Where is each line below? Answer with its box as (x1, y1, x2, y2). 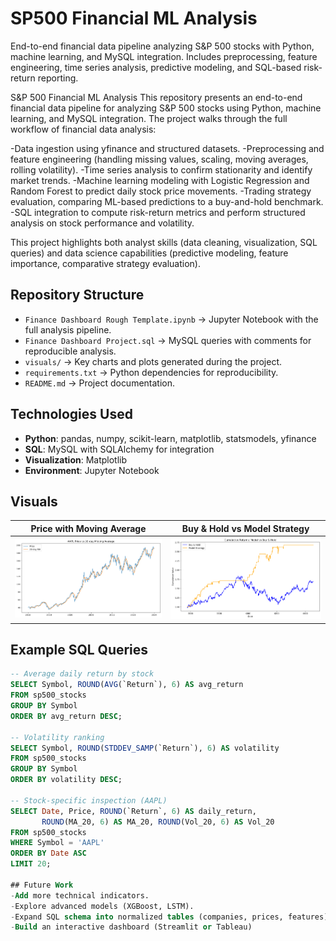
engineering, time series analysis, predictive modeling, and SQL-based (10, 61, 302, 73)
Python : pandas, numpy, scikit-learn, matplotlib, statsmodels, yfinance (24, 432, 317, 444)
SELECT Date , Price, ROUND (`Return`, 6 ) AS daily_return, (10, 806, 257, 816)
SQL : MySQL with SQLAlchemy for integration (24, 443, 215, 455)
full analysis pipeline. (24, 323, 112, 336)
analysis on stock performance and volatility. (10, 217, 195, 229)
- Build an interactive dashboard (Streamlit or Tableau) (10, 922, 253, 932)
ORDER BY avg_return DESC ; (10, 711, 123, 721)
